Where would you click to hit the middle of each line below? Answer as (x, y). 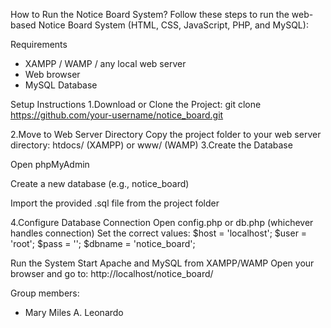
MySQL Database (61, 85)
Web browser (52, 74)
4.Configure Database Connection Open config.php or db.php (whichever (162, 222)
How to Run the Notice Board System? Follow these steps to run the (150, 14)
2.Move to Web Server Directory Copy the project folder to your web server (166, 134)
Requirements (39, 44)
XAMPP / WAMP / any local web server (105, 63)
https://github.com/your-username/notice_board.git (117, 115)
